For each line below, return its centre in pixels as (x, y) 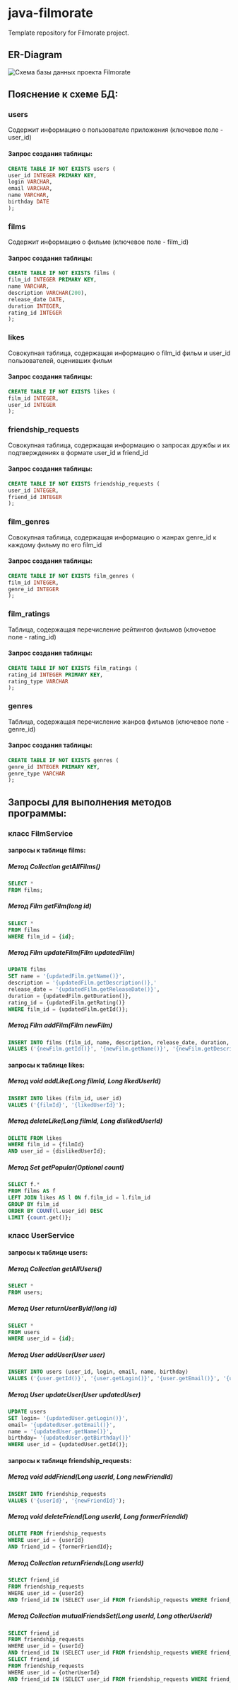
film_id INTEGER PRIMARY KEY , (53, 280)
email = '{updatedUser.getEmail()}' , (62, 1425)
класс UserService (41, 1236)
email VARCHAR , (30, 189)
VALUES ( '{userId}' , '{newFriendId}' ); (67, 1501)
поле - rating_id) (32, 637)
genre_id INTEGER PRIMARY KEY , (54, 767)
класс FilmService (41, 833)
